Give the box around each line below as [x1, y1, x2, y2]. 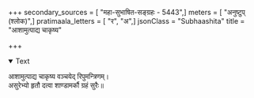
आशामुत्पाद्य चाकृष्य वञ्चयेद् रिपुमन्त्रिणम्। [8, 72, 109, 81]
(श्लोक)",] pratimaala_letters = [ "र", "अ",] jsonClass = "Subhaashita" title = [8, 17, 245, 25]
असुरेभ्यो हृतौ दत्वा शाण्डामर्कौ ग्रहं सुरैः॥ [8, 81, 104, 90]
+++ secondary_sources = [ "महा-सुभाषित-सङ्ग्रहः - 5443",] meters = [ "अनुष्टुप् [8, 8, 245, 17]
